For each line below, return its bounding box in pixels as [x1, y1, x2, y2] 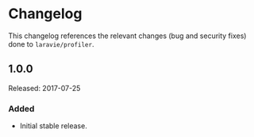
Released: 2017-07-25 [8, 83, 81, 93]
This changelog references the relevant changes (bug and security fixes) [8, 31, 247, 40]
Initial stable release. [19, 121, 87, 131]
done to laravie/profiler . [8, 39, 94, 48]
